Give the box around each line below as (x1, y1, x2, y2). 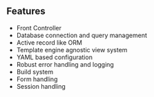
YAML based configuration (16, 53, 93, 61)
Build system (16, 67, 54, 76)
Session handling (16, 82, 66, 90)
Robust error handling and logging (16, 60, 115, 68)
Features (6, 6, 46, 17)
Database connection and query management (16, 31, 148, 39)
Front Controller (16, 23, 61, 32)
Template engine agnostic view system (16, 45, 128, 54)
